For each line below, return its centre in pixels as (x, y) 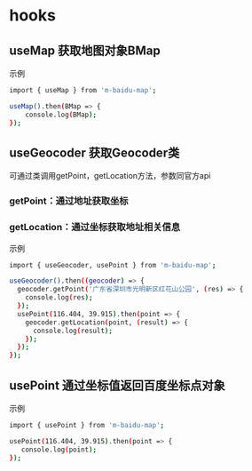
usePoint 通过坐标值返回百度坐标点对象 (118, 385)
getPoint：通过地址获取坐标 (69, 201)
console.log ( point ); (59, 450)
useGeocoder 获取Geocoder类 (94, 152)
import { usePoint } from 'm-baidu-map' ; (87, 425)
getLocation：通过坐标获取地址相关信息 (94, 228)
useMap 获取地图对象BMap (85, 50)
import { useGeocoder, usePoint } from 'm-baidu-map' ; (113, 265)
